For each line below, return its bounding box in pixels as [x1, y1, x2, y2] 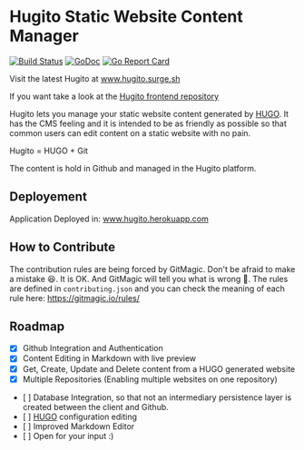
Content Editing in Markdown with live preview [22, 353, 197, 364]
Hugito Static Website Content [9, 6, 243, 27]
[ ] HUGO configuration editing [22, 411, 138, 422]
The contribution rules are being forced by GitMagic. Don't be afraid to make [9, 263, 296, 274]
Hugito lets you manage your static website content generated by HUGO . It [9, 108, 289, 119]
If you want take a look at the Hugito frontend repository [9, 91, 220, 102]
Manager [9, 25, 79, 46]
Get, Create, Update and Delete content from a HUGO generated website [22, 363, 296, 374]
